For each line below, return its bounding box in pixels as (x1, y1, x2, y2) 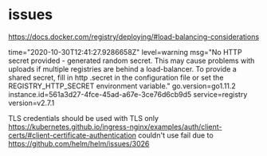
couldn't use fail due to (138, 130, 214, 140)
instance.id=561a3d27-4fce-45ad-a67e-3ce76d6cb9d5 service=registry (8, 89, 248, 99)
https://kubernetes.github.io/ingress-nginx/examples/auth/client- (8, 122, 222, 131)
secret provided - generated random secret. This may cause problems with (8, 56, 255, 65)
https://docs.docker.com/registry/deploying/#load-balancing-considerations (8, 32, 260, 41)
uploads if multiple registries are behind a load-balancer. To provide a (8, 64, 237, 73)
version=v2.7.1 (8, 98, 55, 107)
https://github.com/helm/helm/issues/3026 (8, 138, 150, 148)
